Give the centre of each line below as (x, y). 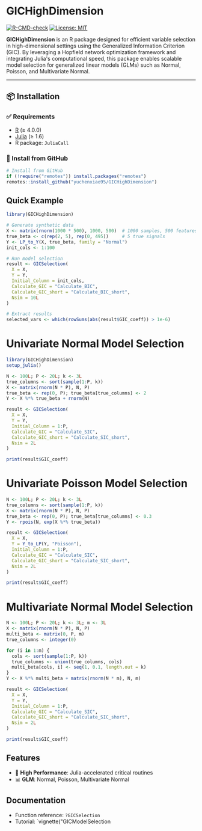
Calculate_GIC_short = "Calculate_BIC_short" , (71, 292)
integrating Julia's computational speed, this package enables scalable (94, 58)
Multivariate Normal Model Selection (100, 607)
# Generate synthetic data (40, 225)
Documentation (36, 801)
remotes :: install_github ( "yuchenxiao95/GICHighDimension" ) (82, 182)
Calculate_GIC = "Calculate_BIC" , (55, 286)
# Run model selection (35, 259)
